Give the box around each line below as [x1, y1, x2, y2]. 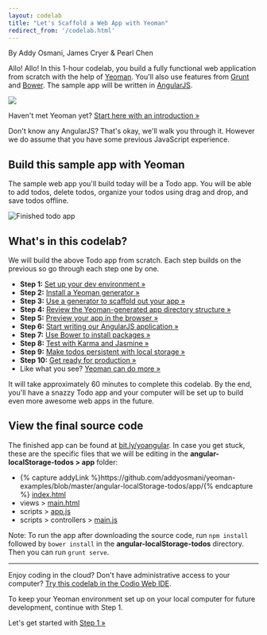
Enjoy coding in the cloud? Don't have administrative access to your [8, 570, 230, 579]
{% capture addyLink [19, 473, 90, 482]
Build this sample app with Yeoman [8, 158, 185, 171]
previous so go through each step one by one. [8, 264, 160, 273]
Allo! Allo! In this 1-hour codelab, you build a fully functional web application [8, 64, 257, 73]
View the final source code [8, 419, 144, 433]
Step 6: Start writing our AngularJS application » [19, 321, 179, 331]
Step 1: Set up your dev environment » [19, 279, 145, 289]
